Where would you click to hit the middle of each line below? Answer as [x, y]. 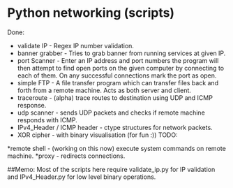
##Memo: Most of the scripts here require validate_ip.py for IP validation [111, 169]
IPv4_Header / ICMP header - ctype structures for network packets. [115, 127]
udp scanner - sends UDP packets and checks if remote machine [111, 113]
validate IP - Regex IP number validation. [76, 45]
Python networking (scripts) [91, 13]
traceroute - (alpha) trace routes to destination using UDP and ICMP [115, 97]
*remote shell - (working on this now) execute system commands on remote [117, 148]
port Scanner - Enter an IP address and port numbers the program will [118, 60]
